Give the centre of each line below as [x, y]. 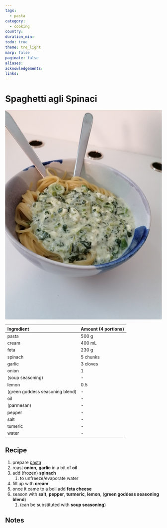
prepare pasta [27, 462]
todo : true [16, 42]
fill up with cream [30, 483]
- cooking [20, 26]
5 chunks [90, 357]
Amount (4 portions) [102, 329]
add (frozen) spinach [34, 473]
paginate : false [22, 58]
